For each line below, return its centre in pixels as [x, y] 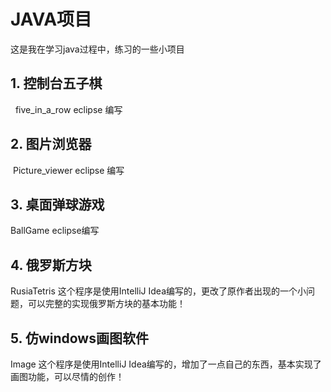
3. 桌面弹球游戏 [57, 204]
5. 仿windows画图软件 [79, 338]
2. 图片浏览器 [51, 144]
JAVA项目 [51, 19]
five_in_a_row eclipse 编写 [68, 109]
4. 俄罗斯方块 [51, 265]
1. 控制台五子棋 [56, 83]
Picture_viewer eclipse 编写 [68, 170]
